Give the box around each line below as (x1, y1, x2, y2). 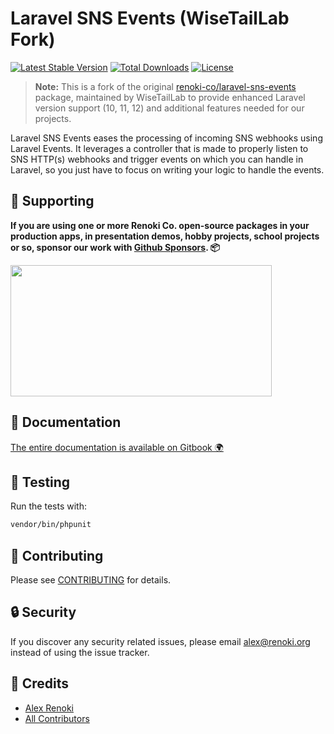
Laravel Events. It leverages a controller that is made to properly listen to (10, 142, 309, 154)
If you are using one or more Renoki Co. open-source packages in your (10, 219, 310, 231)
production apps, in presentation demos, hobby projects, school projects (10, 230, 320, 242)
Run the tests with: (10, 500, 87, 512)
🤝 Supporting (10, 193, 95, 210)
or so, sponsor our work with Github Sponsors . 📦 (10, 241, 221, 253)
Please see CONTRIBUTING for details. (10, 574, 172, 586)
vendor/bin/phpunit (10, 520, 92, 530)
